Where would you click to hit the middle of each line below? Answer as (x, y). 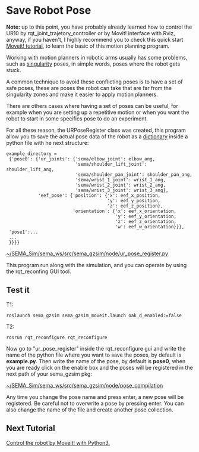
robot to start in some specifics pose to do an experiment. (77, 118)
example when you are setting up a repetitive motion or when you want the (98, 112)
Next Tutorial (31, 428)
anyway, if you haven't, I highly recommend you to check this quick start (95, 39)
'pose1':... (23, 232)
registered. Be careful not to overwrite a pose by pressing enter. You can (95, 403)
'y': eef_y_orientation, (146, 216)
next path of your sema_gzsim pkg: (49, 374)
